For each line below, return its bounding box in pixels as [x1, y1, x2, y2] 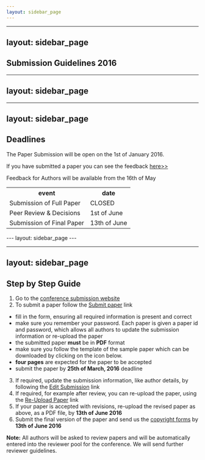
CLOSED [90, 199, 115, 207]
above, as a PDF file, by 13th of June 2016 [15, 409, 122, 417]
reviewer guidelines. [6, 447, 57, 455]
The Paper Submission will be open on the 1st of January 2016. [6, 150, 165, 158]
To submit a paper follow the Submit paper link [15, 301, 133, 308]
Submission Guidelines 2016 [6, 58, 117, 68]
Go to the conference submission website [15, 294, 120, 302]
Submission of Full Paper [9, 199, 81, 207]
